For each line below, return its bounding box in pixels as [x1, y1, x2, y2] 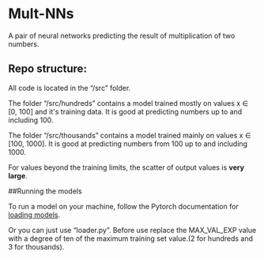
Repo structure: [8, 62, 87, 76]
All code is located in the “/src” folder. [8, 83, 131, 92]
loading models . [8, 210, 61, 220]
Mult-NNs [8, 5, 74, 23]
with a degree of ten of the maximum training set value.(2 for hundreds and [8, 234, 254, 243]
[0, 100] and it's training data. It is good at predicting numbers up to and [8, 107, 243, 116]
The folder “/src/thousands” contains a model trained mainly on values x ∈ [8, 130, 251, 140]
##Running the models [8, 186, 82, 196]
